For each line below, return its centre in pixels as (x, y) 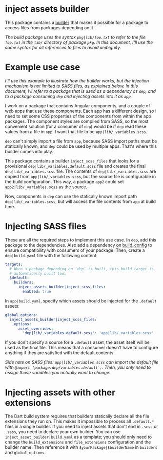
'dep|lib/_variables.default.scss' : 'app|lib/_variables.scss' (88, 333)
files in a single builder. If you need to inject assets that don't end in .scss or (82, 427)
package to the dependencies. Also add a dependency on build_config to (79, 245)
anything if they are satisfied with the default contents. (60, 353)
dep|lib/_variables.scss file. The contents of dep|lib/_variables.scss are (81, 171)
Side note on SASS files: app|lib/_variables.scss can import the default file (82, 362)
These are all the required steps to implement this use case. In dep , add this (81, 240)
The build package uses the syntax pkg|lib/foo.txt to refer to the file (75, 37)
